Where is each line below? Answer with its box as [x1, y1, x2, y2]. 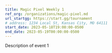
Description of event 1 [5, 43, 49, 48]
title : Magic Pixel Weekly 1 [5, 7, 64, 12]
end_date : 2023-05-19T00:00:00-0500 [5, 29, 79, 34]
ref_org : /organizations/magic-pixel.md [5, 12, 89, 16]
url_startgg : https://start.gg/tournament [5, 16, 93, 21]
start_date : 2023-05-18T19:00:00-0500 [5, 25, 84, 30]
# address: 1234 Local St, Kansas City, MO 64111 [5, 20, 108, 26]
